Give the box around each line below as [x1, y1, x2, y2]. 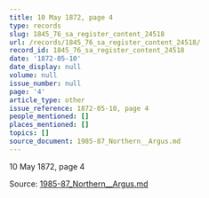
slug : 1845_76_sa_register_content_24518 [9, 29, 165, 38]
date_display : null [9, 63, 82, 72]
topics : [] [9, 129, 50, 138]
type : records [9, 21, 62, 30]
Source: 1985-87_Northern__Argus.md [9, 178, 149, 189]
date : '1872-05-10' [9, 54, 82, 63]
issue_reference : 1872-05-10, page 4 [9, 104, 149, 113]
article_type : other [9, 95, 86, 105]
